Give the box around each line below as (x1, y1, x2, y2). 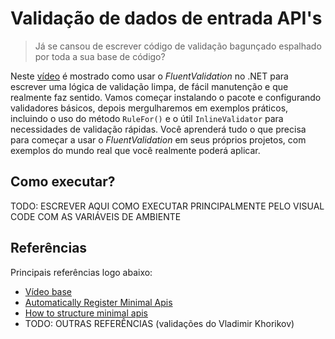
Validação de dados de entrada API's (10, 7, 323, 30)
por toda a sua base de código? (34, 50, 166, 62)
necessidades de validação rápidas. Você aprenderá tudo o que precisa (10, 123, 307, 135)
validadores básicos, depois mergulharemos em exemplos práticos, (10, 102, 289, 114)
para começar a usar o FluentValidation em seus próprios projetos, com (10, 133, 307, 146)
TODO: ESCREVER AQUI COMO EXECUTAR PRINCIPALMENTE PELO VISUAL (10, 200, 325, 212)
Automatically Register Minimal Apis (24, 296, 173, 308)
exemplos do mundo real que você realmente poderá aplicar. (10, 144, 261, 156)
